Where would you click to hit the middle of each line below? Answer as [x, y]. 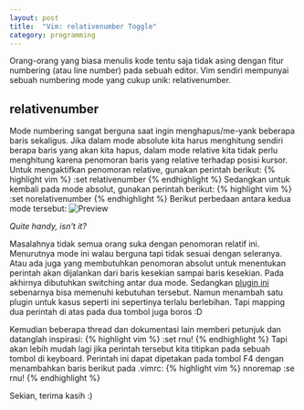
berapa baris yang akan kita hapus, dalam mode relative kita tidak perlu [144, 151]
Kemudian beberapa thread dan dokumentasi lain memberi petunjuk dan [145, 330]
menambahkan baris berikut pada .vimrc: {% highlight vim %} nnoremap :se [152, 368]
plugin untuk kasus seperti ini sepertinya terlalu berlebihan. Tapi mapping [147, 302]
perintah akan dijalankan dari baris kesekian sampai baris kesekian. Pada [147, 273]
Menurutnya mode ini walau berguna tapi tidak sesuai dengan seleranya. [146, 254]
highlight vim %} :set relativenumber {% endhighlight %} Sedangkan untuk [150, 180]
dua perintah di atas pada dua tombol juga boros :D [106, 312]
